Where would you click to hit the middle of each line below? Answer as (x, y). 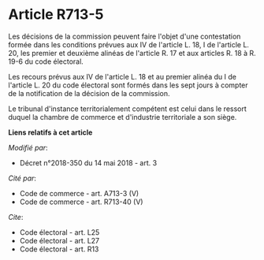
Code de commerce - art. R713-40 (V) (81, 202)
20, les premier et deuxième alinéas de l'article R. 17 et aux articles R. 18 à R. (132, 53)
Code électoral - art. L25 (59, 232)
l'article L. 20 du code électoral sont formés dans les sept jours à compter (128, 85)
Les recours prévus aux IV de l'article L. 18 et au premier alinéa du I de (122, 76)
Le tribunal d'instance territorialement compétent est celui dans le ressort (127, 109)
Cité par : (22, 178)
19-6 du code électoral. (46, 61)
